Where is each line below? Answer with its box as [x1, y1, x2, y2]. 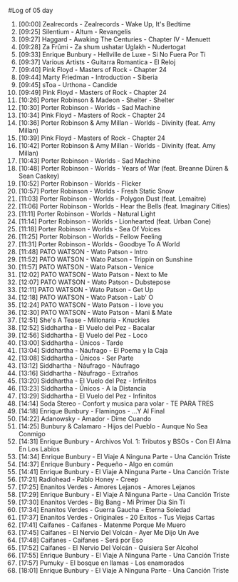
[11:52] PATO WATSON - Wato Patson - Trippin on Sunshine [18, 255, 193, 264]
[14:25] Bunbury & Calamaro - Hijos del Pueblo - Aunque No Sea [18, 422, 208, 431]
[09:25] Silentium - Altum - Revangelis [18, 28, 131, 36]
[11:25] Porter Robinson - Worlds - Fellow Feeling [18, 232, 162, 241]
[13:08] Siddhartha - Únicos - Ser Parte [18, 353, 134, 362]
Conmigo [18, 430, 46, 438]
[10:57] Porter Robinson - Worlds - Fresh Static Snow [18, 187, 175, 195]
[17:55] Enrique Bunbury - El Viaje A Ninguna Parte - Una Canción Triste [18, 551, 230, 559]
